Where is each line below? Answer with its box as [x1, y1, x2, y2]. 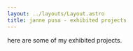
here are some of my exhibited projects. [7, 36, 122, 44]
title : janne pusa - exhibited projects [7, 17, 127, 24]
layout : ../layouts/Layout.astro [7, 10, 105, 17]
